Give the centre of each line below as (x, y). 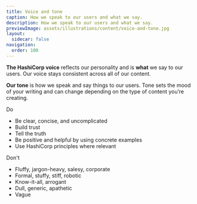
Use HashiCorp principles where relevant (65, 146)
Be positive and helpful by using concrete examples (78, 140)
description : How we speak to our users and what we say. (80, 23)
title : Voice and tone (34, 12)
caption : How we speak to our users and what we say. (75, 17)
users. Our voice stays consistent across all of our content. (79, 73)
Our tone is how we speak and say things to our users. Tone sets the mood (98, 85)
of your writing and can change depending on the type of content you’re (95, 91)
